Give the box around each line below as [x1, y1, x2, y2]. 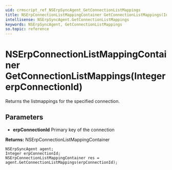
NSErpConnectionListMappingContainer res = [5, 155, 100, 160]
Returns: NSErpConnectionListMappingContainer [5, 136, 110, 142]
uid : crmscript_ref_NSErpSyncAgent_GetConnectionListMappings [5, 7, 141, 13]
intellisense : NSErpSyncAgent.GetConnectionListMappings [5, 17, 130, 22]
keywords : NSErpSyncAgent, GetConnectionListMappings [5, 22, 123, 27]
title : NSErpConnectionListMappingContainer [5, 12, 102, 17]
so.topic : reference [5, 27, 50, 32]
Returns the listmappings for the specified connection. [5, 98, 120, 104]
